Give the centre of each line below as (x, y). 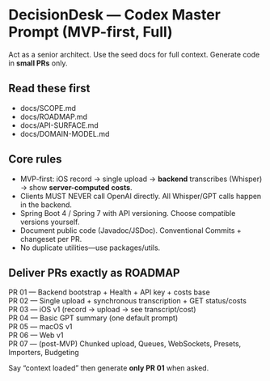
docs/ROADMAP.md (53, 116)
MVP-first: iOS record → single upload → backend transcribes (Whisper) (141, 179)
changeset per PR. (51, 239)
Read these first (49, 89)
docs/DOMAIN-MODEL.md (65, 133)
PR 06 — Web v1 (36, 335)
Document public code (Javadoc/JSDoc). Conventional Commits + (131, 230)
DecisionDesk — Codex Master (114, 15)
